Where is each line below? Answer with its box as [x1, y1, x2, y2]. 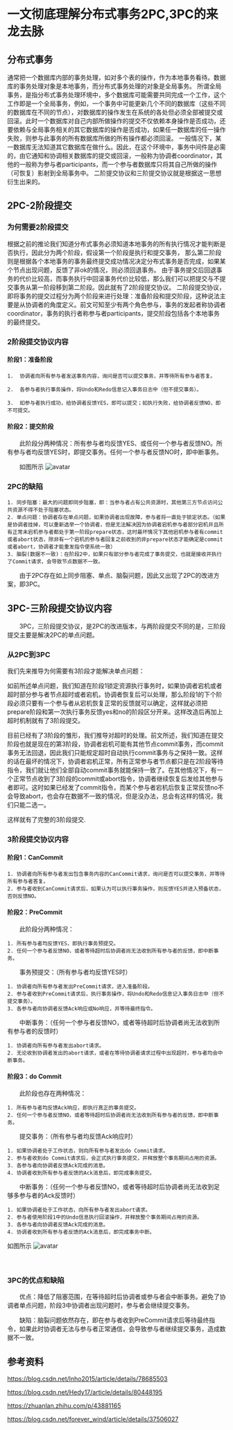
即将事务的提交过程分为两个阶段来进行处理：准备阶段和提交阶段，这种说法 [7, 291, 220, 300]
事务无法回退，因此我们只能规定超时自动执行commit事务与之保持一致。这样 [7, 749, 223, 757]
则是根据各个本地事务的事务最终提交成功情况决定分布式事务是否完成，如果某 [7, 257, 226, 265]
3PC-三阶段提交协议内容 [7, 602, 112, 614]
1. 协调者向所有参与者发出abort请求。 [7, 1042, 105, 1049]
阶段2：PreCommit [7, 908, 63, 916]
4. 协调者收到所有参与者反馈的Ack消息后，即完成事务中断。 [7, 1228, 155, 1235]
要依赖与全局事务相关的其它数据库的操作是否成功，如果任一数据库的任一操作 [7, 126, 226, 133]
